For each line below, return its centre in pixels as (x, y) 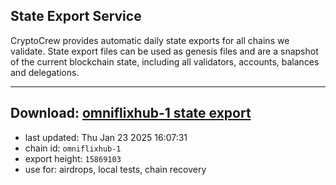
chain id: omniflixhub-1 (73, 148)
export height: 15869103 (73, 158)
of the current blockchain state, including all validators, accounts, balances (165, 61)
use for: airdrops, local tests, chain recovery (115, 169)
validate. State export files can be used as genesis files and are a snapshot (164, 51)
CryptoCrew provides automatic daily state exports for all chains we (150, 40)
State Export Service (76, 16)
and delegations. (45, 72)
